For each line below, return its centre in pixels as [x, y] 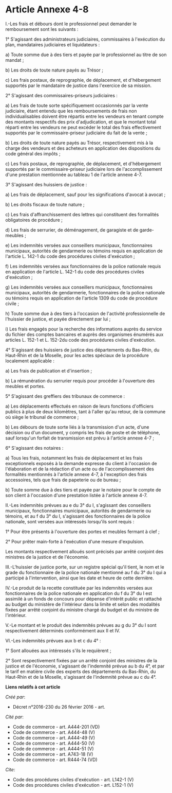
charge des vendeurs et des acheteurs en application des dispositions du [83, 148]
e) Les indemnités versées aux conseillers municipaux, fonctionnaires [79, 245]
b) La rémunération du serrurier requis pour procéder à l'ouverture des [80, 381]
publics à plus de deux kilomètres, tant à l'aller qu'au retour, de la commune [85, 411]
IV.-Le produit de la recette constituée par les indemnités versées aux [79, 588]
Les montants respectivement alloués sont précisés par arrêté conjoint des [84, 551]
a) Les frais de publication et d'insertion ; [49, 371]
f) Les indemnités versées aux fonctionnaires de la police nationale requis [83, 266]
